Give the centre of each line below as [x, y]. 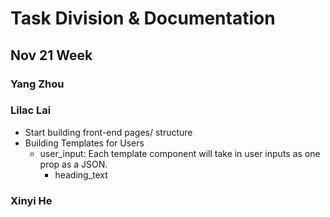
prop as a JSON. [73, 164]
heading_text [81, 174]
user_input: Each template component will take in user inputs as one [180, 153]
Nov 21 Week [51, 55]
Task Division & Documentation [143, 18]
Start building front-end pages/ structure [108, 132]
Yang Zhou [37, 84]
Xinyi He [31, 200]
